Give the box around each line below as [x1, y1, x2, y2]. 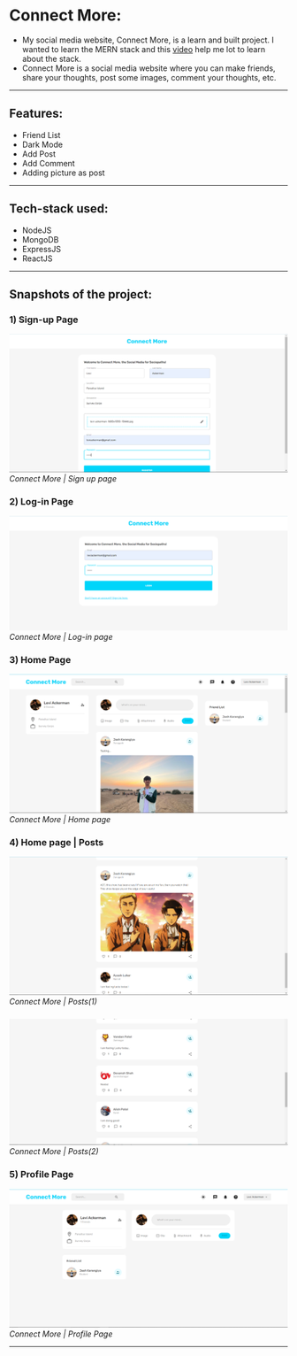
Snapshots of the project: [9, 287, 153, 302]
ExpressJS [21, 243, 62, 254]
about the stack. [21, 53, 81, 64]
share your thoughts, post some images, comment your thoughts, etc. [21, 72, 277, 82]
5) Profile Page [9, 1168, 74, 1181]
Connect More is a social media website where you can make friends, [21, 63, 276, 73]
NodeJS [21, 225, 52, 235]
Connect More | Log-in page [9, 631, 113, 642]
